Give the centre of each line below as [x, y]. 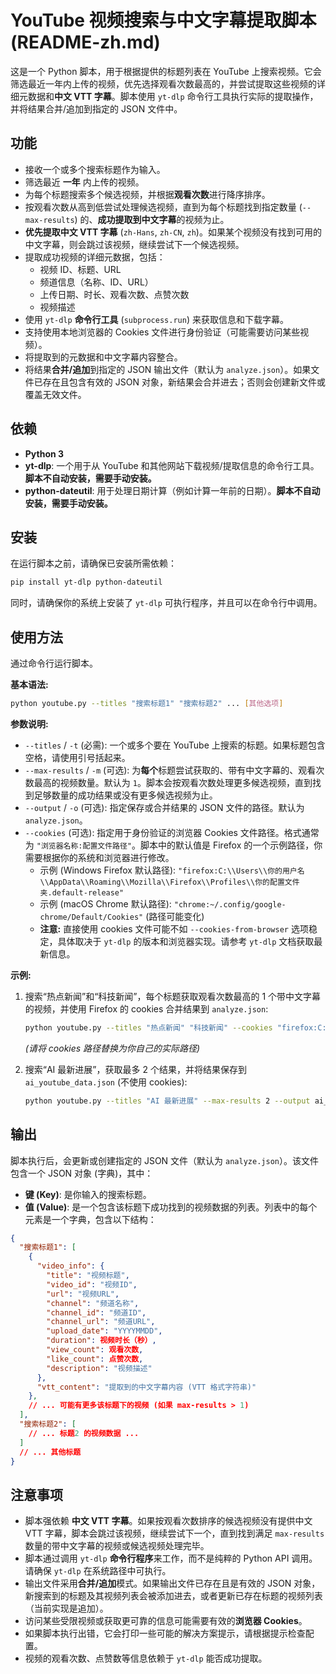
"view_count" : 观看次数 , [95, 1350]
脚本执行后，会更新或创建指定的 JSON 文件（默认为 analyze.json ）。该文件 [164, 1160]
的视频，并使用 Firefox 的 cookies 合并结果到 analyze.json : [146, 1008]
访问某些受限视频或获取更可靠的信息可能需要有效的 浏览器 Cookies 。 [166, 1621]
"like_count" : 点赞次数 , [95, 1359]
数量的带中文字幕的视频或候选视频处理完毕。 [117, 1546]
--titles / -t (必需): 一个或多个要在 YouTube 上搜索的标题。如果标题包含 [175, 745]
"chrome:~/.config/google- [230, 904]
